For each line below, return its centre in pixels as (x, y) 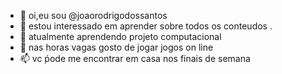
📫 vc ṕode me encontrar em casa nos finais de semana (135, 58)
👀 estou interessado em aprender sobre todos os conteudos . (146, 26)
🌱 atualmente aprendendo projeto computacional (120, 36)
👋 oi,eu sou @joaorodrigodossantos (93, 15)
